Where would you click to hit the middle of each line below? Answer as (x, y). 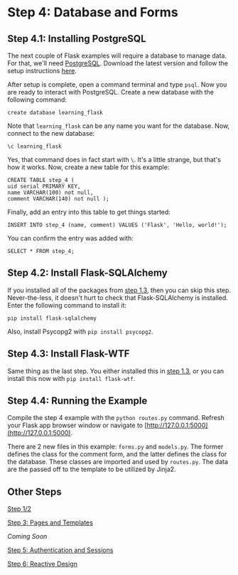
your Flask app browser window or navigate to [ (77, 425)
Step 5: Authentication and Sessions (60, 550)
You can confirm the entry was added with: (70, 238)
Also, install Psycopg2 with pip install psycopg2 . (80, 331)
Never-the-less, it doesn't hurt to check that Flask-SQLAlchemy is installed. (118, 297)
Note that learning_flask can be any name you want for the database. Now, (118, 126)
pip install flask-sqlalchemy (52, 318)
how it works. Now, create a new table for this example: (88, 167)
